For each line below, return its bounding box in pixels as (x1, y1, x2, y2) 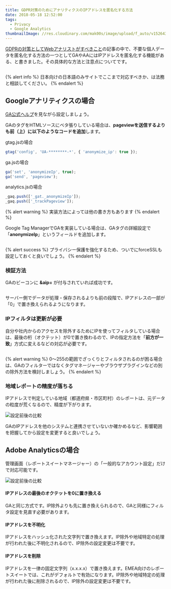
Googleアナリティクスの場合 (5, 96, 95, 105)
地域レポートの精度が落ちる (5, 382, 73, 390)
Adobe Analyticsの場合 (5, 446, 80, 454)
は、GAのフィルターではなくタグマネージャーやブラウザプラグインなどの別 (5, 362, 163, 368)
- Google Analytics (10, 27, 51, 32)
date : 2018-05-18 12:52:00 (5, 12, 63, 17)
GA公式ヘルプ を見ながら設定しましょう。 (5, 111, 92, 117)
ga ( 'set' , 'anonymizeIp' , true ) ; (5, 169, 76, 174)
